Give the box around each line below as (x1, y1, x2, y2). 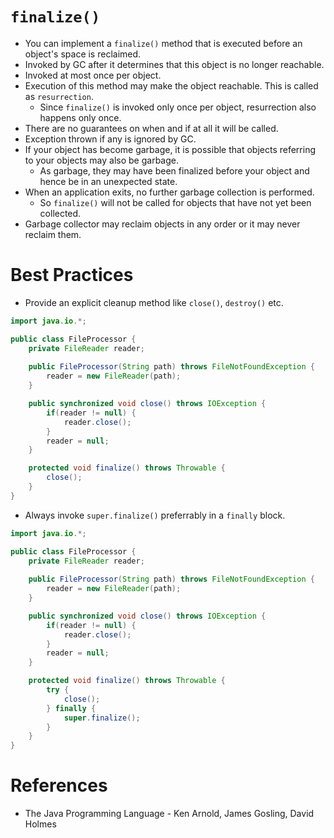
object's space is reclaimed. (24, 48, 142, 60)
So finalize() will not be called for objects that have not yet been (39, 196, 312, 208)
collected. (39, 207, 82, 219)
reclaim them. (24, 228, 82, 240)
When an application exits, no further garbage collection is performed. (24, 186, 315, 198)
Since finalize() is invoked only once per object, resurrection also (39, 101, 317, 113)
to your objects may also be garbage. (24, 154, 179, 166)
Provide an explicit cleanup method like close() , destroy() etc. (24, 296, 284, 308)
